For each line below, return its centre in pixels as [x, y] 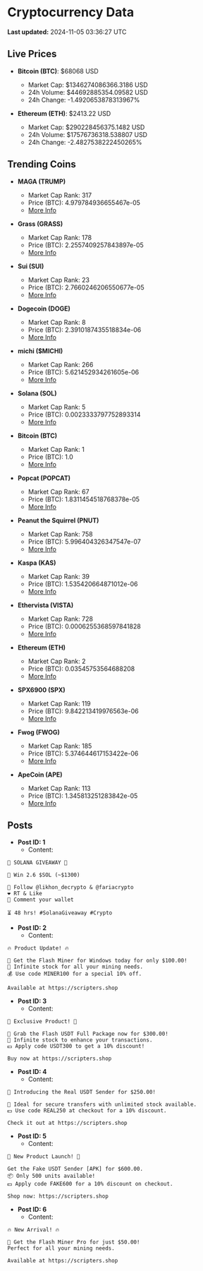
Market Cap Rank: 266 [61, 364]
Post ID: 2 [32, 928]
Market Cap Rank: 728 [61, 619]
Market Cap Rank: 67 [59, 491]
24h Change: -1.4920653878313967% [84, 100]
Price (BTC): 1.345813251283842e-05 [83, 796]
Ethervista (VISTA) [45, 605]
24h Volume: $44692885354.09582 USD [88, 92]
